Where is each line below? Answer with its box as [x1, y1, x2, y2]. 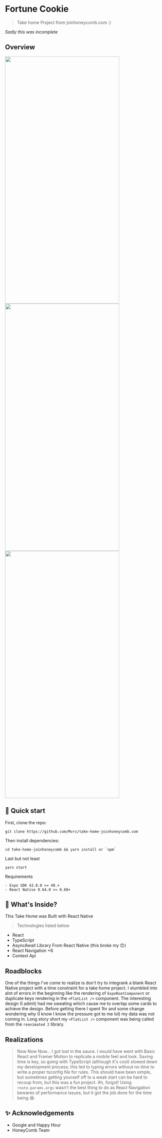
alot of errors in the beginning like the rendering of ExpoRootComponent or [5, 990, 150, 996]
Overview [5, 43, 36, 52]
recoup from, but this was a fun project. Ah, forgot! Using [17, 1080, 132, 1085]
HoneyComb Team [12, 1127, 50, 1133]
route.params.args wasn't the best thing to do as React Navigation [17, 1085, 150, 1090]
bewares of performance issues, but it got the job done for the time [17, 1090, 152, 1096]
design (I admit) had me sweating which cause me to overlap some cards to [5, 1001, 157, 1006]
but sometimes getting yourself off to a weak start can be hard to [17, 1074, 147, 1080]
